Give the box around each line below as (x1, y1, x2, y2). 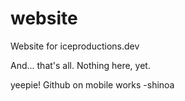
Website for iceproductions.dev (10, 40, 140, 52)
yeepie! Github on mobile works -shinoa (10, 78, 175, 91)
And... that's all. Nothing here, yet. (10, 59, 151, 71)
